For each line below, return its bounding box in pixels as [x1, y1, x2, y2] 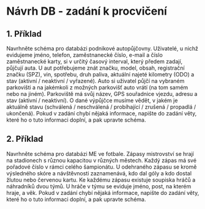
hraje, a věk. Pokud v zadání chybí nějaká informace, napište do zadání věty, [6, 189, 199, 196]
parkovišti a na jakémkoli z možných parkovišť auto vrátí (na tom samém [6, 84, 188, 91]
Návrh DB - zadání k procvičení [6, 4, 167, 18]
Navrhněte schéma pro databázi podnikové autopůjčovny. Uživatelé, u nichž [6, 45, 199, 52]
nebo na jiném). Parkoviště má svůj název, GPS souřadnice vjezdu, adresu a [6, 90, 198, 97]
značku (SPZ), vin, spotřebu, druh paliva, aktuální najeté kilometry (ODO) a [6, 71, 195, 78]
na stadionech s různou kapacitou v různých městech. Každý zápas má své [6, 156, 197, 164]
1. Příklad [6, 29, 42, 39]
